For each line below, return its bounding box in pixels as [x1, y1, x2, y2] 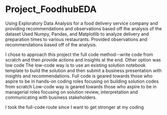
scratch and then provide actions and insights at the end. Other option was [5, 56, 161, 63]
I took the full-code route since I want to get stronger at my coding [5, 104, 144, 110]
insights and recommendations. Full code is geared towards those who [5, 73, 153, 79]
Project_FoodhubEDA [5, 4, 97, 15]
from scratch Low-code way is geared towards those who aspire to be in [5, 83, 157, 89]
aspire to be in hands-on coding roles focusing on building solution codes [5, 78, 159, 84]
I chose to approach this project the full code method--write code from [5, 51, 153, 57]
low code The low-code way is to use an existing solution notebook [5, 62, 146, 68]
